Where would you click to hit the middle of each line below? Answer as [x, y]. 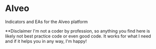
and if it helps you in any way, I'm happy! [46, 41]
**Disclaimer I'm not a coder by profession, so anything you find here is [78, 31]
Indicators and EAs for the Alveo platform [46, 22]
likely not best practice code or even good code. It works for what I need [78, 36]
